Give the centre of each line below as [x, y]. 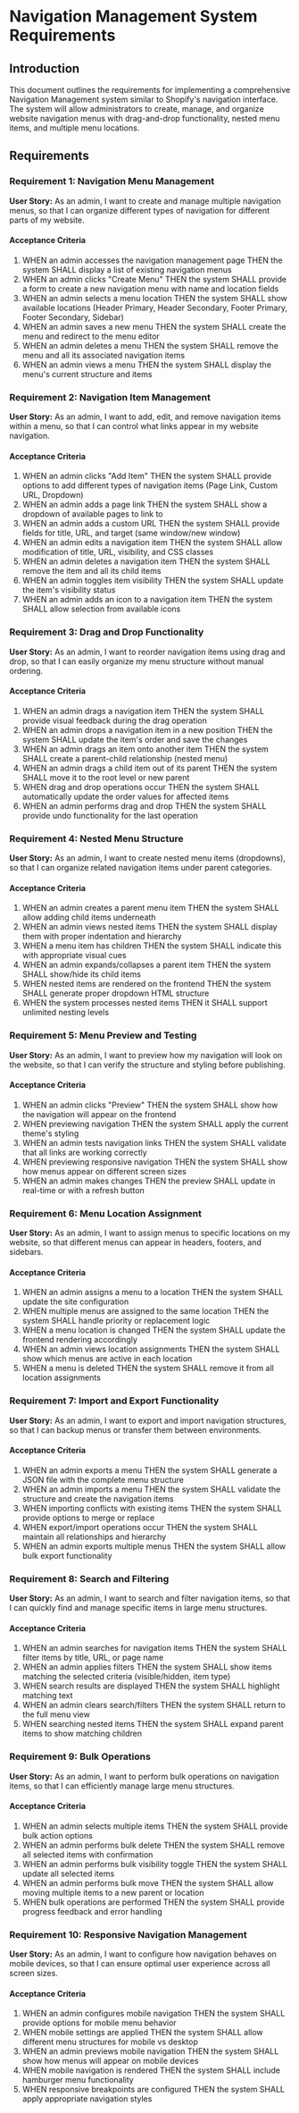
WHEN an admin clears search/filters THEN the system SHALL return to [154, 1705]
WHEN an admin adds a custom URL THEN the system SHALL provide [151, 524]
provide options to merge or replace [88, 1518]
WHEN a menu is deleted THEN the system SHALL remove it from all [148, 1368]
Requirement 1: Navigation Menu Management [112, 181]
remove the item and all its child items [91, 571]
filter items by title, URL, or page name [93, 1658]
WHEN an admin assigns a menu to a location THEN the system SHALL [153, 1292]
